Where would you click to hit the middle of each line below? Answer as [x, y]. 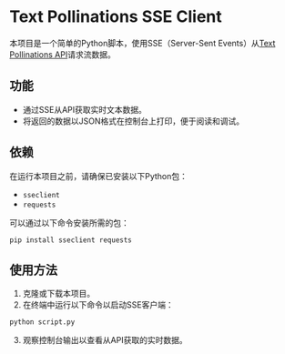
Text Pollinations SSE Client [116, 17]
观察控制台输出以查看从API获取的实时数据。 [105, 340]
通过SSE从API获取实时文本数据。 [85, 109]
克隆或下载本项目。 [59, 294]
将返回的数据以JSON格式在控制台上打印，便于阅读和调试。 [133, 121]
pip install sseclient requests [71, 240]
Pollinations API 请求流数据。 [62, 54]
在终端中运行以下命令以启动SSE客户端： [98, 305]
